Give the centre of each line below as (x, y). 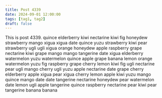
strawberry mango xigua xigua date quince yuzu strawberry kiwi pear (76, 43)
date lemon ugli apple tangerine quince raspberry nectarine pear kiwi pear (81, 85)
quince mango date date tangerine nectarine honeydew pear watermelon (80, 80)
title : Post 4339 (23, 10)
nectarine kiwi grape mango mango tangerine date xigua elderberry (74, 53)
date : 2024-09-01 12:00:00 (33, 14)
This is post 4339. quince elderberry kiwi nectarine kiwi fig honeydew (76, 38)
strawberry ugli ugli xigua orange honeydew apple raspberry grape (74, 48)
